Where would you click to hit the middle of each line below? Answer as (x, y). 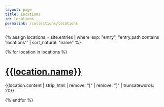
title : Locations (23, 14)
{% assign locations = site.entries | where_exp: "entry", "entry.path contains (82, 37)
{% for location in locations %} (36, 52)
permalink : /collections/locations (42, 23)
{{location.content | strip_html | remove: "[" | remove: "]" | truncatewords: (80, 85)
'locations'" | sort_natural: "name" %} (43, 43)
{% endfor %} (19, 100)
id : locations (20, 19)
